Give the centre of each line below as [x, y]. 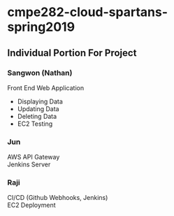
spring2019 [41, 27]
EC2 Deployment [31, 205]
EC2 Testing [35, 124]
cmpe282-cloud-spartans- [88, 12]
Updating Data [38, 108]
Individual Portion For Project [72, 53]
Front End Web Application [46, 87]
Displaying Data [40, 101]
